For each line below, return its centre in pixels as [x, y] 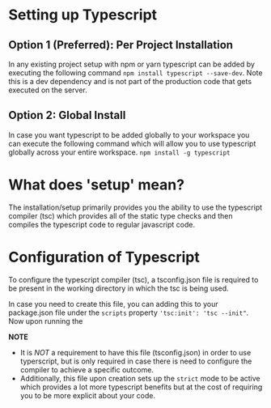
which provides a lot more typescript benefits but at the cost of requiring [141, 387]
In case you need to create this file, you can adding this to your [113, 304]
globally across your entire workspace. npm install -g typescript [119, 152]
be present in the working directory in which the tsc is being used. [119, 288]
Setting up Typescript [83, 15]
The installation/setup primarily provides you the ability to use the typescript [135, 207]
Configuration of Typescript [104, 257]
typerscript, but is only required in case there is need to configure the [136, 361]
